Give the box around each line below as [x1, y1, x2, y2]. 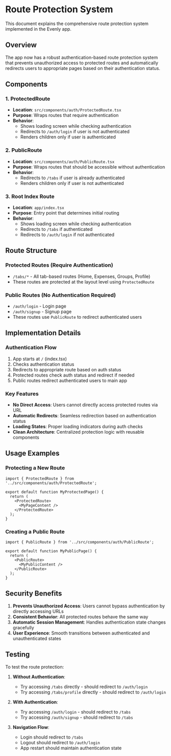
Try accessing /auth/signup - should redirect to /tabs [20, 714, 134, 720]
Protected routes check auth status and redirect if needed [12, 372, 135, 378]
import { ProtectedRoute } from [5, 476, 74, 481]
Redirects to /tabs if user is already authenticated [20, 175, 125, 181]
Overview [5, 41, 37, 50]
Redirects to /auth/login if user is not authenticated [20, 129, 130, 135]
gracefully [12, 624, 34, 630]
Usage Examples [5, 449, 60, 458]
